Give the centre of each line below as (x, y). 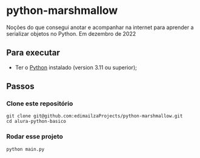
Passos (20, 86)
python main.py (25, 149)
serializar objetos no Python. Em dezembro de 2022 (71, 33)
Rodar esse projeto (35, 137)
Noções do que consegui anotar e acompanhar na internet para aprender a (100, 27)
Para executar (33, 53)
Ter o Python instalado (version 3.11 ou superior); (76, 67)
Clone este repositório (40, 104)
